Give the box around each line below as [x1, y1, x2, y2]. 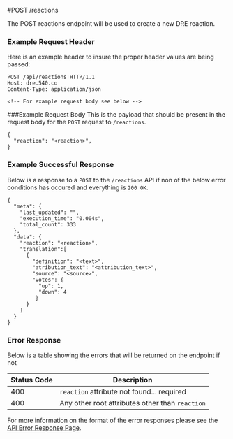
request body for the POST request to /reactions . [7, 118, 146, 127]
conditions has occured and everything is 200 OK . [7, 183, 149, 192]
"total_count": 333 [20, 221, 77, 228]
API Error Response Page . [7, 423, 82, 432]
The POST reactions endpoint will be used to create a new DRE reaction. [7, 20, 216, 27]
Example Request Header [7, 36, 96, 46]
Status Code [10, 375, 54, 384]
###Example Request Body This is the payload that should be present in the [7, 110, 225, 119]
